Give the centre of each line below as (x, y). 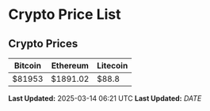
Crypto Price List (65, 15)
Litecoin (112, 66)
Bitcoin (28, 66)
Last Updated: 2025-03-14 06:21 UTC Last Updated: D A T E (105, 98)
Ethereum (70, 66)
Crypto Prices (43, 44)
